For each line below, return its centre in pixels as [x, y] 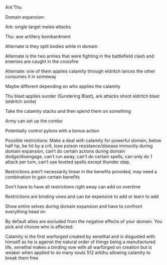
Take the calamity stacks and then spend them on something [68, 111]
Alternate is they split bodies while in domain [51, 46]
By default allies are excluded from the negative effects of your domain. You [84, 221]
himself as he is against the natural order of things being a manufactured [80, 242]
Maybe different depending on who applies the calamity [63, 86]
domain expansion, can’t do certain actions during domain [65, 151]
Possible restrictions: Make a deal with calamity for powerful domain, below [83, 140]
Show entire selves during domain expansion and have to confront [74, 206]
